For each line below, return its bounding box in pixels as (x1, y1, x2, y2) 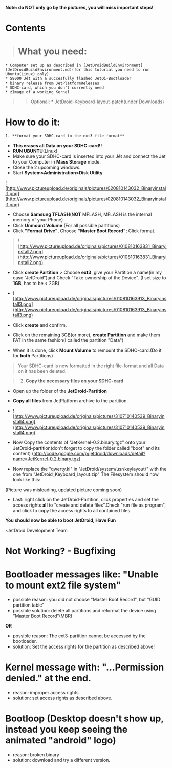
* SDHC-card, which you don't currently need (5, 85, 104, 90)
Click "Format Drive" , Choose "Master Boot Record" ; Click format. (12, 228, 156, 234)
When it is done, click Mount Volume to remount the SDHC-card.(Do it (12, 347, 162, 353)
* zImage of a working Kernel (5, 90, 70, 95)
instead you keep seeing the (5, 724, 128, 735)
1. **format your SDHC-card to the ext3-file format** (5, 133, 125, 139)
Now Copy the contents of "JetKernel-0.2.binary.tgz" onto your (12, 439, 146, 446)
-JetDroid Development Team (5, 528, 68, 534)
